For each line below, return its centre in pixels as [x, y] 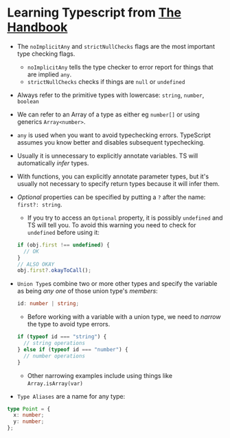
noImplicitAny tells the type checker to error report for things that [120, 67]
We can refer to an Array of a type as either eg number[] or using [108, 114]
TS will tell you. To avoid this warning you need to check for [112, 225]
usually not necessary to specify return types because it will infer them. [118, 183]
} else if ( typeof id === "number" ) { [72, 349]
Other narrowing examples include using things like [100, 375]
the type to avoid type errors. [69, 324]
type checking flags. [46, 54]
